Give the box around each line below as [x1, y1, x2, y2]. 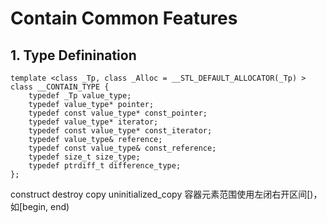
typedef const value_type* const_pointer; [28, 108, 208, 118]
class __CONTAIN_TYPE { [10, 82, 110, 92]
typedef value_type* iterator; [28, 117, 159, 127]
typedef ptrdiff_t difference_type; [28, 161, 182, 171]
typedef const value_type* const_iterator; [28, 126, 213, 136]
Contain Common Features [10, 7, 238, 30]
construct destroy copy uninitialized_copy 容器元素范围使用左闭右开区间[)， [10, 188, 323, 200]
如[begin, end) [10, 201, 70, 212]
